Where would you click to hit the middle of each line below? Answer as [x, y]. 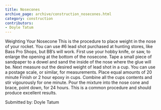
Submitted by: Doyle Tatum [32, 102]
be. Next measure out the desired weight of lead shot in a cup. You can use [80, 67]
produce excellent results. [31, 93]
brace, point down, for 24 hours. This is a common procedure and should [78, 88]
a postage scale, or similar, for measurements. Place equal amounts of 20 [79, 72]
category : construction [29, 18]
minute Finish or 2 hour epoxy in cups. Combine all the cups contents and [79, 78]
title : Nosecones [23, 9]
